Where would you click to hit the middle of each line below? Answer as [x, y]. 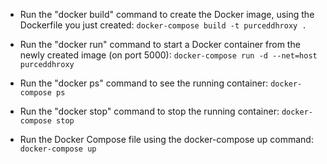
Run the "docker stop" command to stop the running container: [149, 111]
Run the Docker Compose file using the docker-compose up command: [166, 139]
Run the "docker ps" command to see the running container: [144, 83]
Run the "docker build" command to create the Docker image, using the [167, 14]
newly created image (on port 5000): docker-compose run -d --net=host [168, 55]
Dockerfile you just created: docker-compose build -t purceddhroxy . [163, 25]
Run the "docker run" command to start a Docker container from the [160, 44]
